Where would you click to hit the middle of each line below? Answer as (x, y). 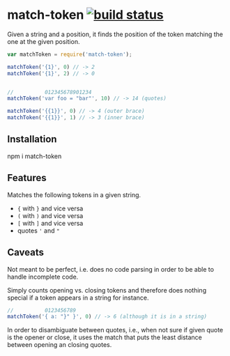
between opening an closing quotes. (60, 345)
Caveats (25, 253)
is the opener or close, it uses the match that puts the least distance (105, 337)
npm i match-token (34, 156)
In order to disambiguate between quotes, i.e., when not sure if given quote (115, 330)
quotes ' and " (38, 231)
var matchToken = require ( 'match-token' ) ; (70, 54)
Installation (32, 139)
